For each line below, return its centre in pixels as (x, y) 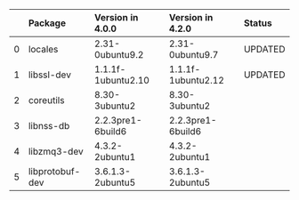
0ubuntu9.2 (119, 55)
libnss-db (49, 126)
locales (43, 49)
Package (47, 23)
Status (258, 23)
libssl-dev (49, 75)
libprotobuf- (54, 171)
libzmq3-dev (56, 152)
